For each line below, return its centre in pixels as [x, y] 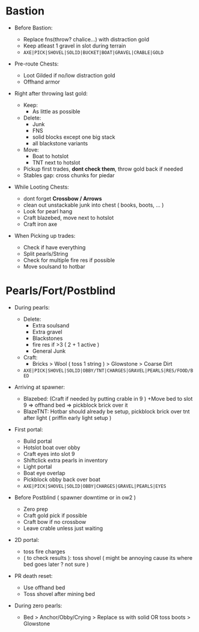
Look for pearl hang [48, 211]
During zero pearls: [38, 606]
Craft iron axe [40, 224]
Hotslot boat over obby [52, 447]
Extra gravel [47, 332]
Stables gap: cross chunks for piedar [69, 175]
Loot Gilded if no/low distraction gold [69, 75]
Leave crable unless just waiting [63, 528]
